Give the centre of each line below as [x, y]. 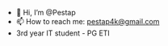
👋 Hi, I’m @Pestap [46, 13]
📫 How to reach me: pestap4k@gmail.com [88, 21]
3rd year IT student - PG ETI [63, 33]
